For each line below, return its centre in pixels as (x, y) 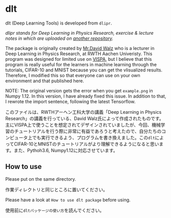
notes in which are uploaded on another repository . (59, 38)
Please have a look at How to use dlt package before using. (68, 200)
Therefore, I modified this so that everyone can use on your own (73, 75)
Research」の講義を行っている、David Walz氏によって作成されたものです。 (85, 118)
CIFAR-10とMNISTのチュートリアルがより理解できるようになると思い (87, 144)
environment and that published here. (45, 81)
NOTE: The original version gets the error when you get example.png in (79, 90)
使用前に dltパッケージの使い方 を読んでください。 (55, 210)
